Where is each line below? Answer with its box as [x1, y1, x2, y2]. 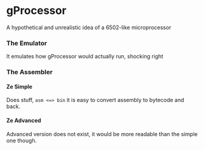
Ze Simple [6, 83, 32, 90]
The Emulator [6, 39, 48, 47]
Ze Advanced [6, 117, 42, 124]
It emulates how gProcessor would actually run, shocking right [6, 53, 164, 60]
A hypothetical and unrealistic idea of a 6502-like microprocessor [6, 24, 172, 31]
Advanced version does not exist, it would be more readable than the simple [6, 130, 198, 137]
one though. [6, 137, 37, 144]
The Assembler [6, 68, 53, 77]
